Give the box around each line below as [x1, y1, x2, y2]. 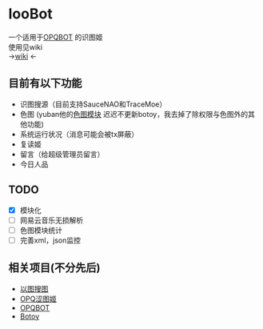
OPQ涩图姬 [19, 294, 58, 303]
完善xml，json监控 [19, 235, 82, 245]
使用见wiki [8, 42, 42, 52]
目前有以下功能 [8, 77, 82, 90]
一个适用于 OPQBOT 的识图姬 [8, 32, 103, 42]
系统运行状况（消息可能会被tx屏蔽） [19, 129, 139, 138]
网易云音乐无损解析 [19, 215, 84, 225]
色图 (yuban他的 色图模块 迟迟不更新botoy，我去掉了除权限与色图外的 [19, 109, 249, 118]
